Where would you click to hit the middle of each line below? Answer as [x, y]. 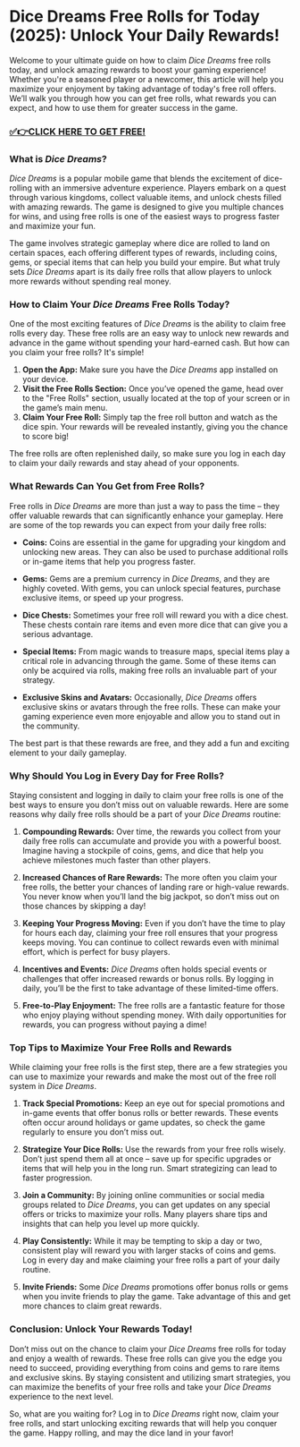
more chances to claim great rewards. [92, 1306]
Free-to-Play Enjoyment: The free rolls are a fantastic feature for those [154, 1006]
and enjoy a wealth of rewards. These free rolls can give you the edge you [146, 1358]
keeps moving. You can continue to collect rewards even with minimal [150, 942]
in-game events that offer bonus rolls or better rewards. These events [150, 1113]
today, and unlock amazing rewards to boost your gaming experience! [138, 70]
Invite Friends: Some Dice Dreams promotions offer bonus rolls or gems [155, 1287]
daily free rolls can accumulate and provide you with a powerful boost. [152, 841]
